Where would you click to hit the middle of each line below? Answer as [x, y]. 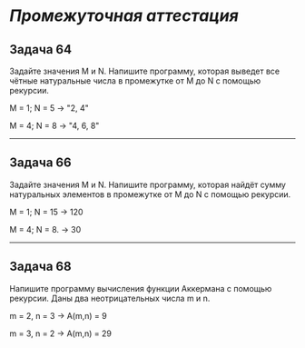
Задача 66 [40, 163]
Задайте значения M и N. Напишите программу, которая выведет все [145, 71]
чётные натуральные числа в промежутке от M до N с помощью [135, 81]
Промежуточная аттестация [124, 16]
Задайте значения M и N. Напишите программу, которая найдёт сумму [148, 184]
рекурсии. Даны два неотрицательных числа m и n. [110, 298]
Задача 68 [40, 267]
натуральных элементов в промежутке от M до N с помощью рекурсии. [150, 194]
